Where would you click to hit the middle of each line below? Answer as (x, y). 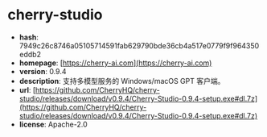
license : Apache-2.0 (53, 124)
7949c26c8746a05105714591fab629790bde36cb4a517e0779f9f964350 (139, 45)
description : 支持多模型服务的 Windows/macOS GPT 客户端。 (122, 81)
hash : (29, 37)
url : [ (27, 89)
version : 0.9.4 (43, 71)
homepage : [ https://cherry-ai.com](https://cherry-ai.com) (115, 63)
